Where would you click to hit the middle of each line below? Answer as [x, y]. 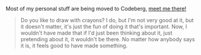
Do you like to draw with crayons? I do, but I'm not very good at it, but [107, 20]
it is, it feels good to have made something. [74, 45]
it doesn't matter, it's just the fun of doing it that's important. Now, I [104, 27]
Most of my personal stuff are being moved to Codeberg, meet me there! [96, 9]
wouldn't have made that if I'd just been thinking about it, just [96, 33]
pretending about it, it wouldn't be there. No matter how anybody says [108, 39]
